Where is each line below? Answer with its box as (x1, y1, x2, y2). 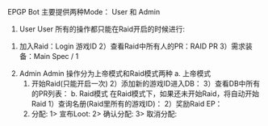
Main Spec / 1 (33, 52, 79, 61)
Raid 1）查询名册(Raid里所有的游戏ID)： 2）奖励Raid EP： (31, 99, 223, 108)
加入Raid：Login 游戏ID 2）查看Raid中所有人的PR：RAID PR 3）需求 (19, 41, 246, 51)
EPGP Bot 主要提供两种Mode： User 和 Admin (7, 7, 161, 16)
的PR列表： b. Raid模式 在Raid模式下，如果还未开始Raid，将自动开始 (31, 89, 260, 99)
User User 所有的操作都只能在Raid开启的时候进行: (19, 24, 185, 34)
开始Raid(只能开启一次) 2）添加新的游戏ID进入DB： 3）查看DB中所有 (31, 79, 261, 88)
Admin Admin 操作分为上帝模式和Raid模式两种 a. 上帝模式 (19, 69, 211, 78)
